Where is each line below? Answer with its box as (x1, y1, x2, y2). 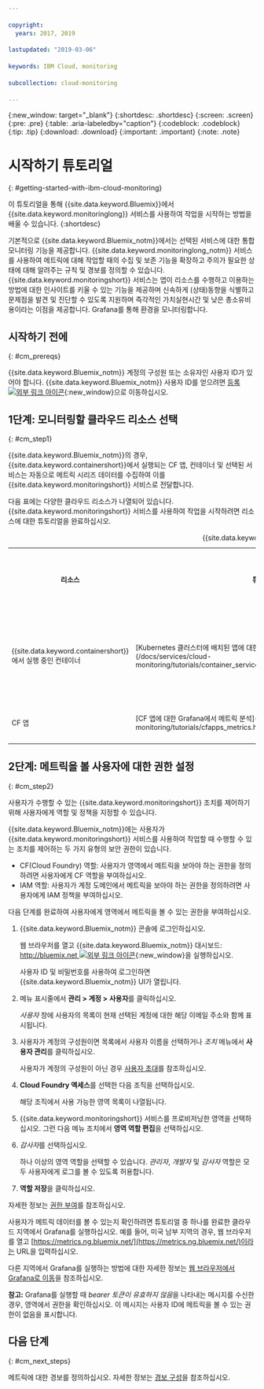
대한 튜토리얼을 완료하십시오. (22, 517, 112, 526)
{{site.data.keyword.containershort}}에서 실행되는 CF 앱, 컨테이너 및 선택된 (8, 461, 245, 470)
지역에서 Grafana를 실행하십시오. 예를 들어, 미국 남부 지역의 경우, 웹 (16, 1227, 224, 1236)
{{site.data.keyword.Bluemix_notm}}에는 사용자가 (8, 824, 165, 834)
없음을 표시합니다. (22, 1309, 78, 1319)
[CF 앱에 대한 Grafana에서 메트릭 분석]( (135, 713, 258, 724)
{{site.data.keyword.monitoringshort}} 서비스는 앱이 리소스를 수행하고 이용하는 (8, 276, 255, 285)
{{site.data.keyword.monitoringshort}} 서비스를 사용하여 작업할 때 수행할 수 (8, 834, 244, 843)
